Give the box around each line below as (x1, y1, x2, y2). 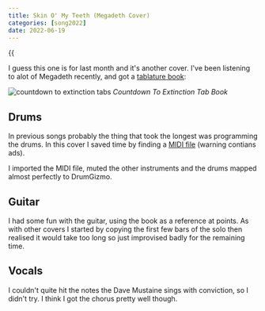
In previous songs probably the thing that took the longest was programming (8, 132, 259, 141)
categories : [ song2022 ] (8, 19, 87, 27)
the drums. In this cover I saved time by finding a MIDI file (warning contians (8, 140, 256, 149)
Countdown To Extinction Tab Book (112, 87, 228, 97)
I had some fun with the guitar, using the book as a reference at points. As (8, 216, 249, 225)
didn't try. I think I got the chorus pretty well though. (8, 294, 178, 303)
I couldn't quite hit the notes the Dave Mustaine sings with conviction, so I (8, 285, 249, 294)
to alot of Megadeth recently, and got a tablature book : (8, 72, 187, 82)
